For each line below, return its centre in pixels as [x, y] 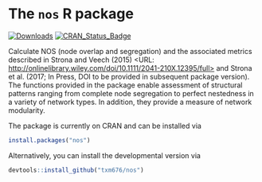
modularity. [27, 110]
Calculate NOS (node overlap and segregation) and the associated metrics [130, 51]
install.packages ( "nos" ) [49, 140]
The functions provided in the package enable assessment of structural [125, 85]
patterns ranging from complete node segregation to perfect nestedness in [131, 93]
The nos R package [71, 14]
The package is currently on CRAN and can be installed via [105, 126]
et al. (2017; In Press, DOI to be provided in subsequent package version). [129, 76]
